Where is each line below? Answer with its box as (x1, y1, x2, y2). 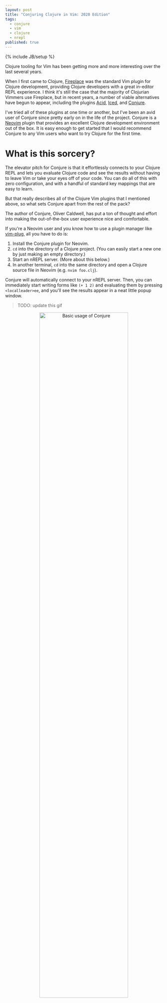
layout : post (5, 7, 32, 12)
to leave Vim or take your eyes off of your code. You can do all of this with (5, 175, 157, 181)
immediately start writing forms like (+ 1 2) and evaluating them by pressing (5, 282, 163, 288)
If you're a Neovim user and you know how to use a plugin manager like (5, 225, 153, 231)
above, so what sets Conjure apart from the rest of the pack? (5, 200, 131, 206)
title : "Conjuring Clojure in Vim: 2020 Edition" (5, 12, 111, 17)
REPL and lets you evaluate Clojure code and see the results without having (5, 169, 161, 175)
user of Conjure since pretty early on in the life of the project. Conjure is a (5, 114, 157, 120)
